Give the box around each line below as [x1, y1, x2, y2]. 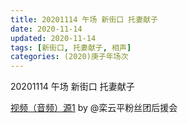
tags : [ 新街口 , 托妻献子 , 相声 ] [10, 42, 132, 53]
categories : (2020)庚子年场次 [10, 52, 129, 62]
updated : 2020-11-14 [10, 33, 97, 43]
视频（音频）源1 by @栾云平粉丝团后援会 [10, 102, 178, 114]
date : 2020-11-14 [10, 24, 83, 34]
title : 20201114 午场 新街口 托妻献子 [10, 14, 158, 25]
